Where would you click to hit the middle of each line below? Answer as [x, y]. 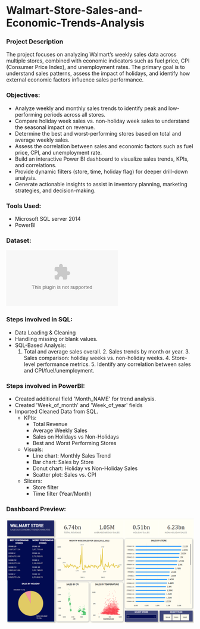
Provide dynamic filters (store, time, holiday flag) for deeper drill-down [101, 171]
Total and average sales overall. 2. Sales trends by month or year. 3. [107, 351]
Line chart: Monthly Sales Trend [72, 455]
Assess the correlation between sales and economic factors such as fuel [104, 146]
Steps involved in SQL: [40, 320]
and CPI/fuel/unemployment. [59, 370]
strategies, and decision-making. [55, 190]
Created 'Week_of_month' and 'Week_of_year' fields [79, 405]
